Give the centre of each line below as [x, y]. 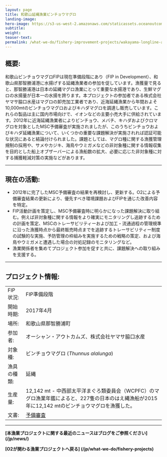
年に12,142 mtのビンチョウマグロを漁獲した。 [81, 406]
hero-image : [17, 24]
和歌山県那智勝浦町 [48, 323]
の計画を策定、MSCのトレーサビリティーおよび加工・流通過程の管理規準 [87, 224]
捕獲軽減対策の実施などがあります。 [51, 157]
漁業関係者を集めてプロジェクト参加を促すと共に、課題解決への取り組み [86, 248]
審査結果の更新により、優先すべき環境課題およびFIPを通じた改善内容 [87, 199]
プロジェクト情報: [33, 276]
